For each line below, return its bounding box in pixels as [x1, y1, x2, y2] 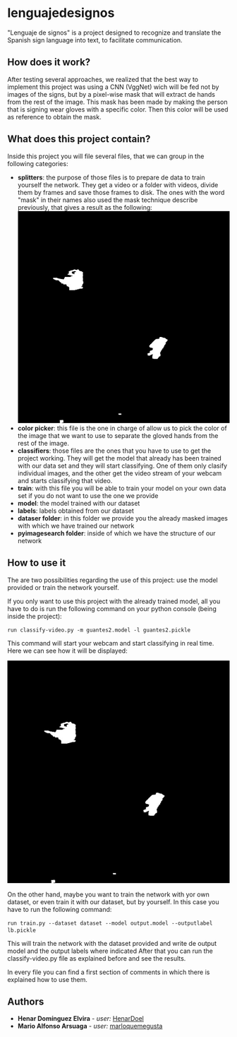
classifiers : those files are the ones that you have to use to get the [17, 446, 212, 455]
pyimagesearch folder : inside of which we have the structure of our [17, 528, 217, 538]
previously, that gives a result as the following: [17, 203, 153, 211]
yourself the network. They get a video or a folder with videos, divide [17, 180, 219, 189]
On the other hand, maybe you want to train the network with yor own [7, 890, 209, 899]
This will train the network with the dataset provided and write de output [7, 939, 217, 947]
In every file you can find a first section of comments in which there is [7, 968, 210, 976]
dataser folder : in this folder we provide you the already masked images [17, 514, 228, 522]
